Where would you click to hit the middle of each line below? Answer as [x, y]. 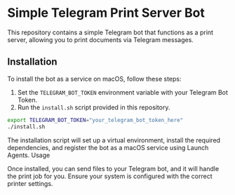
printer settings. [30, 183]
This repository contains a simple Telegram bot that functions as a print [110, 32]
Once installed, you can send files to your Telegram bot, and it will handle [113, 168]
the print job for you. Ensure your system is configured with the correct [110, 176]
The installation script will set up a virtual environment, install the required [114, 140]
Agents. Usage [29, 155]
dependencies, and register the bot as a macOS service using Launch [108, 147]
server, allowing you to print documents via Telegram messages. [101, 39]
